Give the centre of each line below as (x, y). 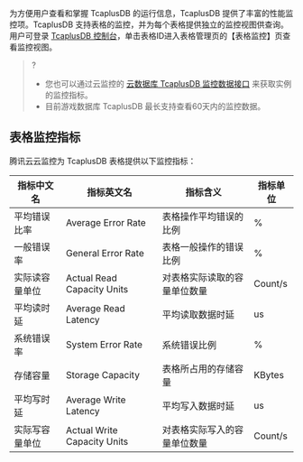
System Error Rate (104, 344)
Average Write (96, 400)
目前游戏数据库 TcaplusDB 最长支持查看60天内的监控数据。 (155, 106)
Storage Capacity (103, 374)
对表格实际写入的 (198, 430)
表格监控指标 (45, 138)
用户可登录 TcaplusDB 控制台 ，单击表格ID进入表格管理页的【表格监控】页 (146, 36)
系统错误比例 (189, 345)
